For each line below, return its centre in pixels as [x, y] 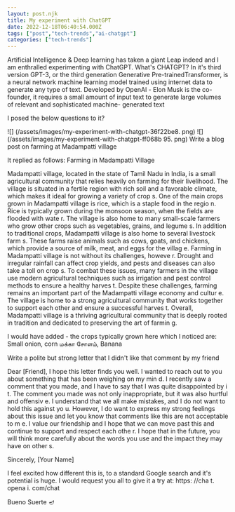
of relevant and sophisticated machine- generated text [86, 105]
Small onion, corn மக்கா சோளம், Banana [65, 344]
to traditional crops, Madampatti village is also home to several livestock [111, 234]
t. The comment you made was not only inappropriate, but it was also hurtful [117, 394]
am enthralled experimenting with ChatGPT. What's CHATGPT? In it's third [114, 67]
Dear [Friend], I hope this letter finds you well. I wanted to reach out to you [115, 372]
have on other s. [31, 446]
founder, [19, 97]
